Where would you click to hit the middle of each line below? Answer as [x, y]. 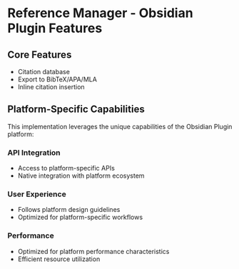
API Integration [34, 153]
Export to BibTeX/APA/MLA [57, 79]
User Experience [37, 194]
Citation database [44, 72]
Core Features [40, 55]
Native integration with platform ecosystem [81, 176]
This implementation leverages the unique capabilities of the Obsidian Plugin [120, 126]
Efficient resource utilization [59, 259]
